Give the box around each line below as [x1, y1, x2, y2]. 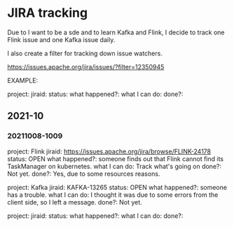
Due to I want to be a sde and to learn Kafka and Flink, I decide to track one [7, 28, 226, 36]
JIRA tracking [7, 5, 88, 21]
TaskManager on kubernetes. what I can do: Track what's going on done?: [7, 162, 222, 170]
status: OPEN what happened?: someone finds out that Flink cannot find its [7, 154, 224, 163]
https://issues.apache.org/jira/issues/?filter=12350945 [7, 62, 165, 71]
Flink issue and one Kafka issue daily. [7, 35, 116, 43]
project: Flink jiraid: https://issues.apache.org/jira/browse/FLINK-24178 [7, 147, 212, 156]
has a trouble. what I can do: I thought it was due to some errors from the [7, 191, 219, 199]
